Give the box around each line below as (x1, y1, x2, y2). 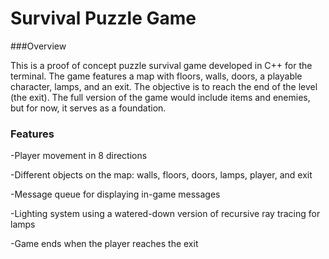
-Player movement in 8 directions (10, 150, 148, 162)
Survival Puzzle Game (10, 7, 197, 30)
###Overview (10, 40, 67, 52)
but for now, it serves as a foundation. (10, 102, 167, 114)
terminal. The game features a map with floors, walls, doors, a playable (10, 70, 303, 82)
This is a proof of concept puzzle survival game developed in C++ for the (10, 59, 313, 71)
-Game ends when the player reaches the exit (10, 238, 199, 250)
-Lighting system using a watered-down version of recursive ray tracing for (10, 208, 321, 220)
